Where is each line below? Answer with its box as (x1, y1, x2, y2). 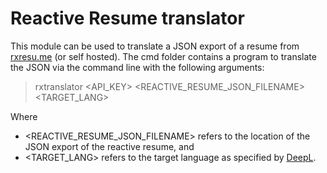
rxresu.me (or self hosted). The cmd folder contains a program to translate (10, 50, 317, 62)
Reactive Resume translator (10, 7, 245, 30)
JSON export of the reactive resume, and (24, 140, 195, 152)
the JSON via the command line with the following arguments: (10, 61, 265, 73)
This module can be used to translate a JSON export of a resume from (10, 40, 300, 52)
